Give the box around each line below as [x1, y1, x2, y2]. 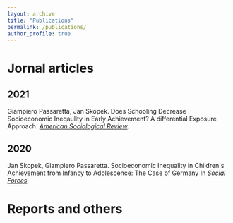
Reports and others [7, 201, 123, 217]
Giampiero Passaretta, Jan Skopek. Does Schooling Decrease [7, 107, 186, 116]
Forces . [7, 176, 30, 185]
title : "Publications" [7, 17, 74, 24]
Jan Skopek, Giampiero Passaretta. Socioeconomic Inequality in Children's [7, 162, 225, 170]
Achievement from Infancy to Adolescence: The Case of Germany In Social [7, 169, 226, 177]
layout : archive [7, 10, 55, 18]
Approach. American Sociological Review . [7, 122, 130, 131]
